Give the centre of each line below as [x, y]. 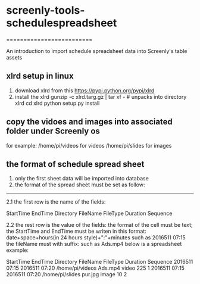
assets [14, 57]
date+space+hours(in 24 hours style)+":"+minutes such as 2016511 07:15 [96, 238]
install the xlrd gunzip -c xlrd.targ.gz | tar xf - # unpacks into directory [101, 96]
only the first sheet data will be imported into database [82, 179]
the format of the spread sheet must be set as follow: [80, 185]
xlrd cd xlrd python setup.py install [57, 103]
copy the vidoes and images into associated [89, 122]
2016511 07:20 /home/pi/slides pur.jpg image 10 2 [67, 274]
